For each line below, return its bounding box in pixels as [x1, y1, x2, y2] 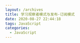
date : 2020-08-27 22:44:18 [5, 16, 61, 21]
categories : [5, 26, 30, 31]
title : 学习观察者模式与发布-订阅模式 [5, 12, 75, 17]
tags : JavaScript [5, 21, 41, 26]
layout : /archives [5, 7, 43, 12]
